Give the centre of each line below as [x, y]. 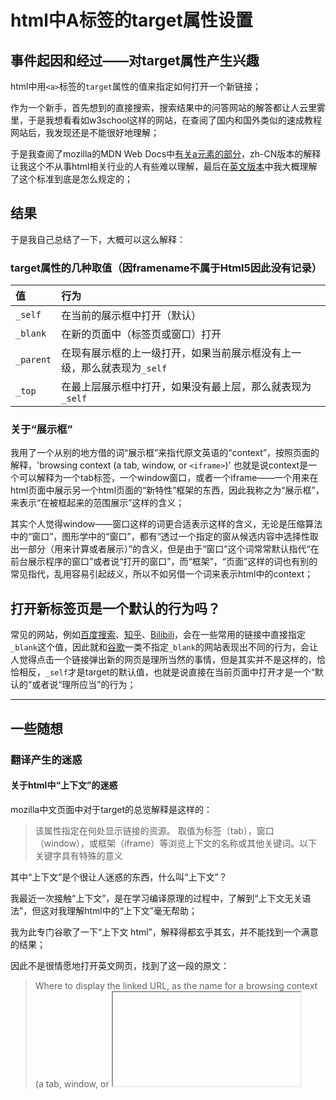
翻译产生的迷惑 [46, 759]
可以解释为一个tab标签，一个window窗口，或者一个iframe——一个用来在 [168, 478]
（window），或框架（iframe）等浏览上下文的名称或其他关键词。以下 [176, 843]
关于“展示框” [41, 429]
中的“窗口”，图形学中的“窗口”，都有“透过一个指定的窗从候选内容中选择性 [160, 537]
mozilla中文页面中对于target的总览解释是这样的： [111, 809]
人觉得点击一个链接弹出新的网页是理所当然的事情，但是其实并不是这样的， [163, 660]
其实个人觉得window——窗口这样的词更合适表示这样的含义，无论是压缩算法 [166, 524]
